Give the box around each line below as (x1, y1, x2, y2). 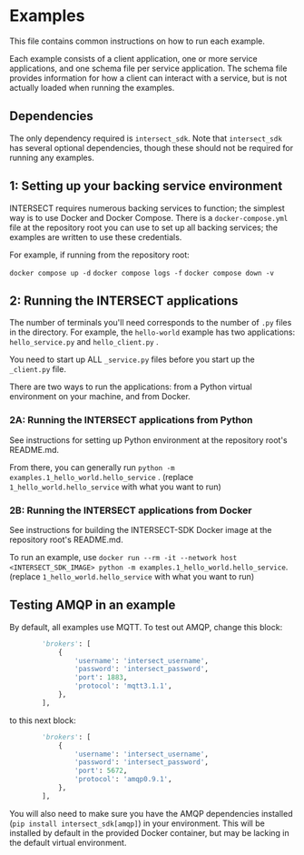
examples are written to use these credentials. (9, 231, 182, 242)
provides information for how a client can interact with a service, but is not (9, 72, 288, 83)
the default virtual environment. (9, 837, 127, 848)
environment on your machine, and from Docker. (9, 391, 191, 402)
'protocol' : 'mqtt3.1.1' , (74, 681, 172, 691)
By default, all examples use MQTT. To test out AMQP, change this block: (9, 621, 283, 632)
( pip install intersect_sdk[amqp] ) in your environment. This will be (9, 818, 265, 829)
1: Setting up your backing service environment (9, 178, 283, 194)
